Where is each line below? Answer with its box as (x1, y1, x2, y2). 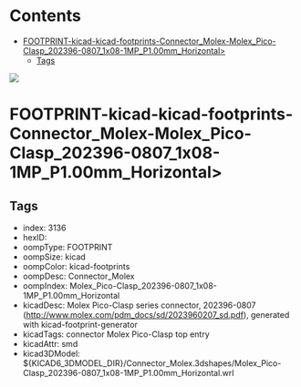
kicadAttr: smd (22, 338, 78, 349)
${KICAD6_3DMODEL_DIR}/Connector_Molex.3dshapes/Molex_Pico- (22, 357, 282, 369)
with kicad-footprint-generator (22, 319, 139, 330)
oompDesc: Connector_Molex (22, 270, 135, 281)
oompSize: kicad (22, 251, 87, 262)
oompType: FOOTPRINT (22, 241, 113, 252)
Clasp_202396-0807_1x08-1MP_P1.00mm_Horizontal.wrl (22, 367, 234, 378)
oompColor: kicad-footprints (22, 260, 130, 271)
